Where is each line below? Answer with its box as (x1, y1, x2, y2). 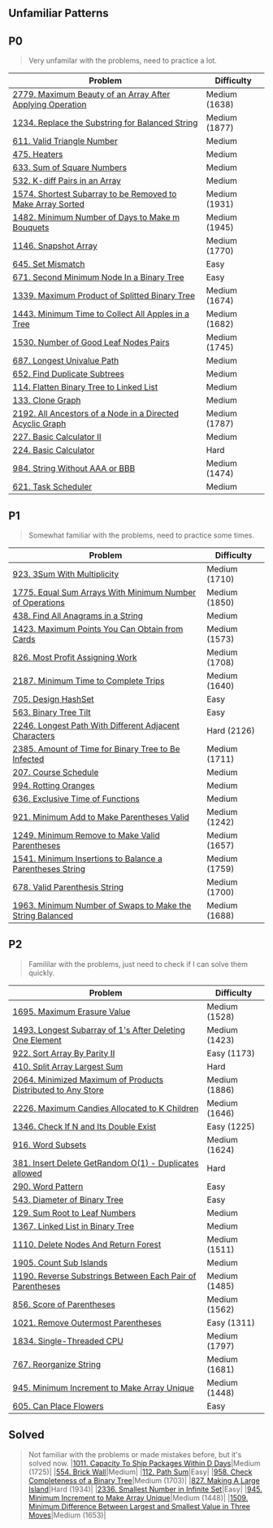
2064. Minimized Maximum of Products (12, 1073, 164, 1085)
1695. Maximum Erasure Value (12, 1006, 131, 1017)
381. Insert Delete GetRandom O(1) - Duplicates (12, 1157, 199, 1169)
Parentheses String (12, 864, 86, 875)
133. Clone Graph (12, 394, 81, 406)
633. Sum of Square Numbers (12, 162, 128, 173)
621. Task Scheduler (12, 481, 93, 493)
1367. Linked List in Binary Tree (12, 1220, 135, 1231)
